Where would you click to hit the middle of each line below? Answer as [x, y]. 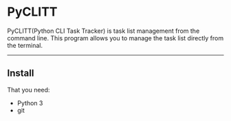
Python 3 [30, 103]
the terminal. [25, 45]
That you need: [29, 90]
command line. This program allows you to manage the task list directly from [115, 38]
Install [21, 73]
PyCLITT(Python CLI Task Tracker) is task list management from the [103, 31]
